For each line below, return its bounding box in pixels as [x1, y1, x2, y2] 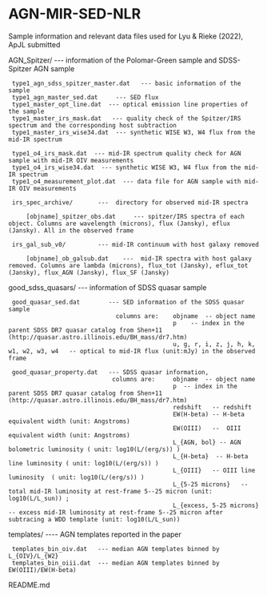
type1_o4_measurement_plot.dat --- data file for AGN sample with [11, 177, 241, 185]
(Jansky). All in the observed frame [8, 226, 134, 235]
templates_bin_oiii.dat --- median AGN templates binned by [11, 558, 220, 567]
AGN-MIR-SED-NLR [8, 5, 141, 23]
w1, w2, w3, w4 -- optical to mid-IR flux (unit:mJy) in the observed [8, 347, 256, 355]
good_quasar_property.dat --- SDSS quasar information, [11, 368, 209, 377]
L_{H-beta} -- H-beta [173, 452, 249, 461]
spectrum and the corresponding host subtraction [8, 121, 177, 129]
